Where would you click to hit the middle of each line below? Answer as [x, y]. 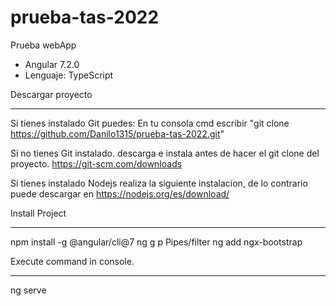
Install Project [38, 213]
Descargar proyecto [51, 94]
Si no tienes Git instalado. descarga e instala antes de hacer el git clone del [165, 153]
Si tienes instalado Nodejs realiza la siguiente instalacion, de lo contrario [159, 183]
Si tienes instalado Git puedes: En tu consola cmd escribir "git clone [150, 123]
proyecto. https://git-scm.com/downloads [96, 163]
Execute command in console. [72, 261]
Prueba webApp [43, 45]
